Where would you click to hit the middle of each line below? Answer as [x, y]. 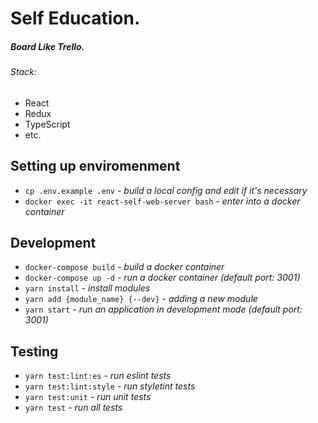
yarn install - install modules [87, 288]
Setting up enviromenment [95, 166]
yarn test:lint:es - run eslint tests [98, 376]
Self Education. [75, 18]
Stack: [23, 72]
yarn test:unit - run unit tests [88, 397]
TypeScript [47, 124]
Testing [34, 351]
